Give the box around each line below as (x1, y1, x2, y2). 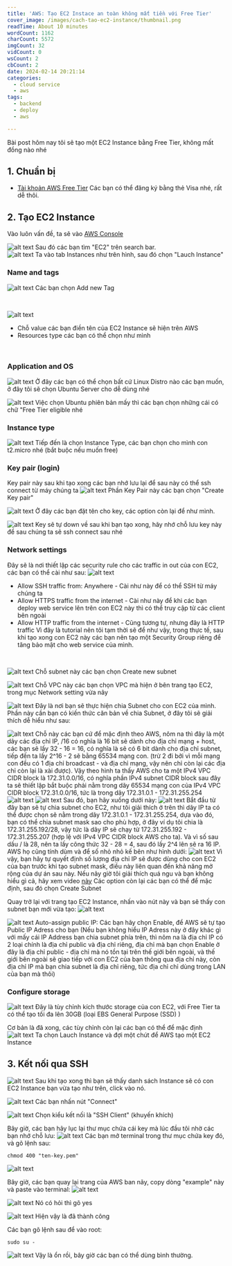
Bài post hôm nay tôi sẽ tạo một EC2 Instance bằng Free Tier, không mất (7, 138, 214, 146)
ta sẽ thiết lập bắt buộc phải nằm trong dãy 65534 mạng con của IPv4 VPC (7, 781, 222, 789)
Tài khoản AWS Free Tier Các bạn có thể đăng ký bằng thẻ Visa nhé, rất (17, 184, 222, 192)
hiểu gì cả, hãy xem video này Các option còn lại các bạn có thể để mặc (7, 876, 213, 885)
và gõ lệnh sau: (7, 1139, 51, 1147)
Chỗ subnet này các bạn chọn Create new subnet (35, 667, 177, 676)
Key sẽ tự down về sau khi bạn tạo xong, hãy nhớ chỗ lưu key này (35, 521, 222, 529)
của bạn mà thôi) (7, 970, 55, 978)
